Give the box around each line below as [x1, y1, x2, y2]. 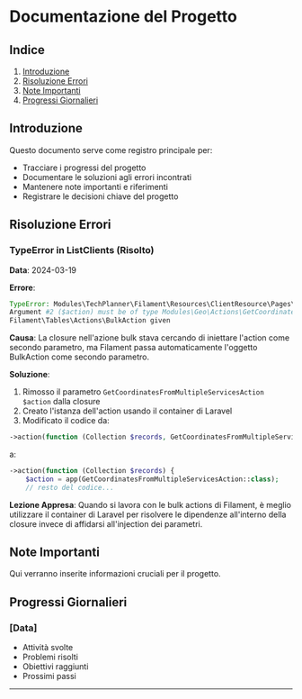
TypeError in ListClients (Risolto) [9, 244, 155, 257]
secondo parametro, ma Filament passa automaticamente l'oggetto [9, 342, 258, 353]
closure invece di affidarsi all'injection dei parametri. [9, 518, 203, 529]
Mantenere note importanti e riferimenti [22, 181, 169, 192]
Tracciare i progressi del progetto [22, 162, 147, 173]
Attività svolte [22, 642, 74, 653]
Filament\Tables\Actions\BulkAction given [9, 316, 171, 325]
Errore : [9, 282, 36, 293]
